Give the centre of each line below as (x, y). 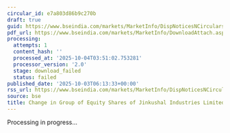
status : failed (35, 77)
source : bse (24, 97)
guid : (15, 26)
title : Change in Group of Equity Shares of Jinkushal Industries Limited (116, 103)
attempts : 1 (30, 45)
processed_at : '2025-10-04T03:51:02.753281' (78, 58)
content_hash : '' (38, 52)
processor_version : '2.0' (50, 64)
